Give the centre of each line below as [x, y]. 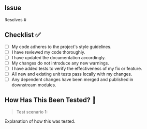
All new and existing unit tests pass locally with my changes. [72, 74]
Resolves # [16, 19]
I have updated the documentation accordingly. [59, 57]
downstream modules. [34, 85]
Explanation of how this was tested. [40, 121]
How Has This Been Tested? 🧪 [50, 100]
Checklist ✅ [23, 35]
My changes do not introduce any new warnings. [60, 63]
